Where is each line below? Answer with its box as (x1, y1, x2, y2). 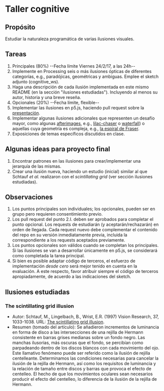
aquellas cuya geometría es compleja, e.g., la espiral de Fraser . (12, 125, 140, 131)
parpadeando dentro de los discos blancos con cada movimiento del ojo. (12, 345, 160, 351)
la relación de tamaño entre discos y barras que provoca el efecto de (12, 366, 152, 372)
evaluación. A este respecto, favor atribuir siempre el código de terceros (12, 269, 159, 274)
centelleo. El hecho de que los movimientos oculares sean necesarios (12, 371, 153, 377)
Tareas (5, 50, 27, 58)
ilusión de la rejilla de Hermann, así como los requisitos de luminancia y (12, 361, 156, 367)
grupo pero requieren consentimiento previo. (12, 211, 103, 217)
